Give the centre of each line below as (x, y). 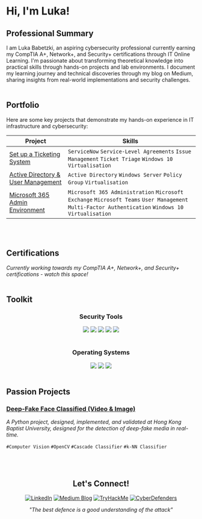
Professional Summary (50, 33)
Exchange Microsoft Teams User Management (128, 200)
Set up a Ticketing (35, 154)
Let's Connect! (101, 483)
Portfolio (23, 105)
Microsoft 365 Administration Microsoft (126, 192)
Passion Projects (38, 392)
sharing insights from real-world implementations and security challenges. (98, 80)
